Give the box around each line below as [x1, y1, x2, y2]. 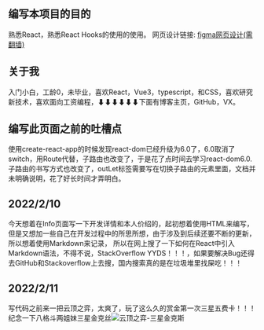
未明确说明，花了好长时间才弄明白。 [8, 174, 126, 183]
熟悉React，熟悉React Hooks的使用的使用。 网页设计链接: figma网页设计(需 [8, 30, 253, 39]
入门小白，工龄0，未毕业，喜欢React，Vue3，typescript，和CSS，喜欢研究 [8, 87, 254, 97]
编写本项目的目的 [8, 7, 91, 21]
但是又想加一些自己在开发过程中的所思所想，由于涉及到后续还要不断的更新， [8, 229, 256, 238]
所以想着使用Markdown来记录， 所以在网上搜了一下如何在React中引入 [8, 239, 236, 248]
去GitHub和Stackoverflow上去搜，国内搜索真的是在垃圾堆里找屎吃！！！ [8, 258, 243, 268]
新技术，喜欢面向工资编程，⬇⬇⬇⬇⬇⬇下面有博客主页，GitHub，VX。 [8, 97, 240, 106]
